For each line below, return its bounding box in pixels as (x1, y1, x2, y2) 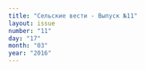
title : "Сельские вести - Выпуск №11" (8, 11, 138, 20)
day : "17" (8, 34, 42, 43)
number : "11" (8, 27, 52, 35)
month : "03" (8, 42, 48, 50)
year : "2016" (8, 49, 52, 57)
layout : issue (8, 19, 56, 27)
